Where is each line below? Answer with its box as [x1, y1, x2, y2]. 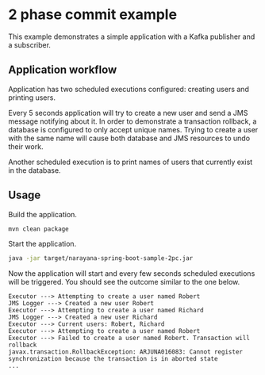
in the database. [8, 165, 61, 175]
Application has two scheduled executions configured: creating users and [8, 84, 250, 94]
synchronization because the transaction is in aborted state [8, 355, 218, 363]
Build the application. [8, 209, 78, 219]
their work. [8, 141, 44, 151]
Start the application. [8, 239, 77, 249]
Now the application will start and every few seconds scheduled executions [8, 269, 255, 278]
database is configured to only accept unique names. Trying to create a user [8, 124, 259, 134]
